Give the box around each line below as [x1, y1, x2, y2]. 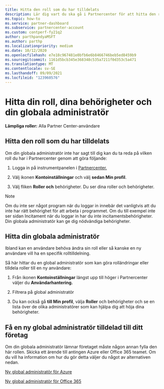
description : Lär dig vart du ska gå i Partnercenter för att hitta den [5, 12, 156, 17]
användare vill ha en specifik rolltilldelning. [5, 250, 91, 257]
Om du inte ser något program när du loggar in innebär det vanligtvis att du [5, 202, 156, 208]
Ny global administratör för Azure [5, 369, 72, 375]
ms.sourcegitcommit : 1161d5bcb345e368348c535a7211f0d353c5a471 [5, 57, 137, 62]
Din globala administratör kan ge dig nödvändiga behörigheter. [5, 218, 131, 224]
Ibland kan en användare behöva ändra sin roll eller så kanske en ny [5, 245, 142, 251]
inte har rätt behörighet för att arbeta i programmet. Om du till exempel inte [5, 208, 156, 214]
